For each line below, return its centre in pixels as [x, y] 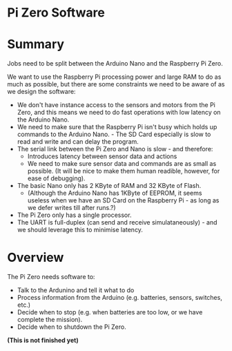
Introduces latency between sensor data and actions [102, 156]
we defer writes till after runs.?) [71, 208]
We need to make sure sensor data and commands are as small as [122, 164]
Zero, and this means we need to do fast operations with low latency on [119, 113]
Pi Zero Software [56, 13]
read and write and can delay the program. [78, 142]
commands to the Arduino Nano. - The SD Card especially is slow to [114, 134]
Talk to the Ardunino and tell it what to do [76, 290]
